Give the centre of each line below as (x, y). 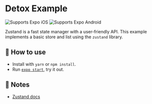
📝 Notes (17, 85)
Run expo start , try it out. (38, 69)
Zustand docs (26, 97)
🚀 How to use (25, 52)
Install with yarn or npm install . (44, 64)
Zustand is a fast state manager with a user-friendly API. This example (76, 31)
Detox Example (36, 9)
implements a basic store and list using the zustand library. (64, 37)
